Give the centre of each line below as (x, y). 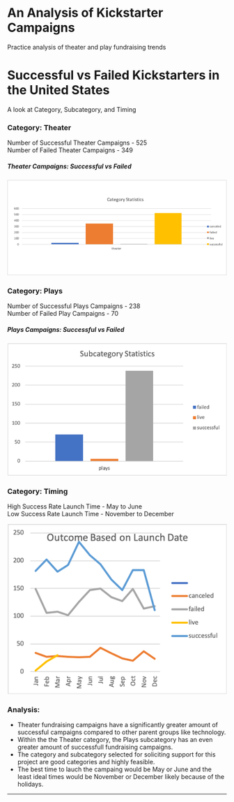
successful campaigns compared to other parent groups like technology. (122, 732)
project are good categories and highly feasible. (86, 761)
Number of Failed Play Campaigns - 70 (63, 314)
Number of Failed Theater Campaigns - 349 (70, 150)
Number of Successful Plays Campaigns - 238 (74, 306)
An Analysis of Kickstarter (85, 13)
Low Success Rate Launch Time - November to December (91, 514)
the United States (58, 90)
